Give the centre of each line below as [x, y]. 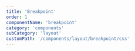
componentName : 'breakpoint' [42, 22]
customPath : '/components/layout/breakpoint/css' [68, 39]
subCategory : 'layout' [34, 33]
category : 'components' [35, 28]
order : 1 [17, 17]
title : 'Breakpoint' [31, 11]
